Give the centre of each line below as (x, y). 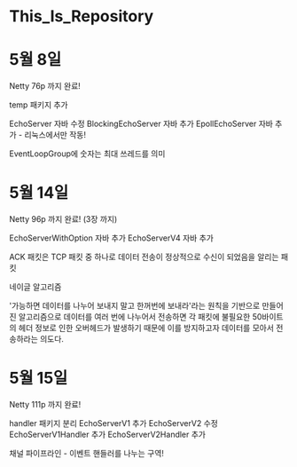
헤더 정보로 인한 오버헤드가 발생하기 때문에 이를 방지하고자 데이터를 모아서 (146, 328)
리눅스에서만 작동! (55, 135)
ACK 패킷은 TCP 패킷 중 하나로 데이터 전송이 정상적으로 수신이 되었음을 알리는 (144, 257)
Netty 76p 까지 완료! (45, 86)
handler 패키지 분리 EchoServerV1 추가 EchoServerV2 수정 (114, 423)
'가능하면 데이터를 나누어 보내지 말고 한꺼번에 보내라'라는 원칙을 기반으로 (135, 306)
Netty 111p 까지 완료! (45, 404)
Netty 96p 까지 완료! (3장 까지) (63, 219)
